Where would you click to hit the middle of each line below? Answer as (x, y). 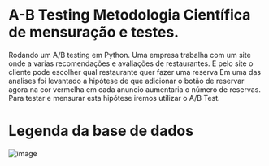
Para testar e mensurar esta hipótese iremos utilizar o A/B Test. (115, 98)
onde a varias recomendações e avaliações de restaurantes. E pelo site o (131, 63)
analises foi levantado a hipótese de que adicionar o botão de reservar (126, 81)
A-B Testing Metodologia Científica (130, 15)
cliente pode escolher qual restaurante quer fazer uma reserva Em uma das (135, 72)
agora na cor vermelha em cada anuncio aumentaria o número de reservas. (135, 89)
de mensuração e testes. (94, 32)
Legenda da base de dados (101, 131)
